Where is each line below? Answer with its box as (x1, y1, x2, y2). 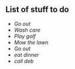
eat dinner (13, 51, 39, 58)
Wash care (13, 26, 40, 33)
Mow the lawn (13, 39, 49, 46)
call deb (13, 57, 34, 64)
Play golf (13, 32, 36, 40)
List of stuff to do (5, 5, 69, 15)
